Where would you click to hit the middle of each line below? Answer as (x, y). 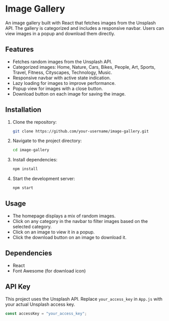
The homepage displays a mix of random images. (64, 216)
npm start (23, 188)
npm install (25, 169)
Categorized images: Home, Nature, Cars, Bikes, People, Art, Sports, (84, 67)
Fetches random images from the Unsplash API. (62, 62)
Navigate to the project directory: (47, 141)
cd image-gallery (31, 150)
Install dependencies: (35, 160)
